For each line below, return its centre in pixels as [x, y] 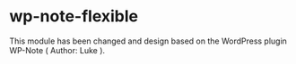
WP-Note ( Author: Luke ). [57, 50]
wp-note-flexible [74, 16]
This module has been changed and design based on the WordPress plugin [148, 41]
